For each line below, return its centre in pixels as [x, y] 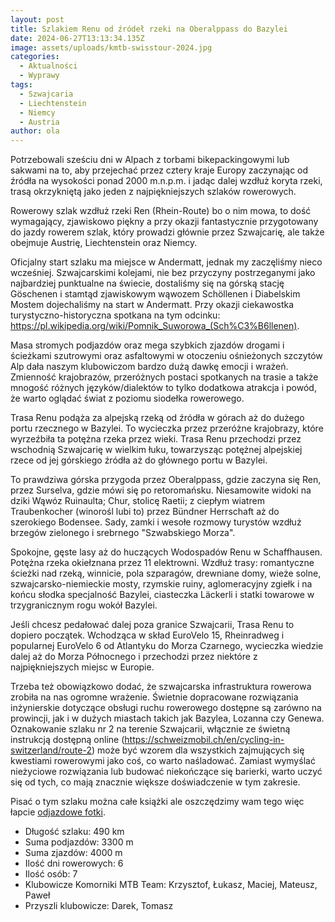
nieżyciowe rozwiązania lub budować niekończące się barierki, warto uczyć [166, 772]
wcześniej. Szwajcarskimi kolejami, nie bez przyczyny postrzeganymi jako [163, 273]
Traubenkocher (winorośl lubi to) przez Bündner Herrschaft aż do [145, 512]
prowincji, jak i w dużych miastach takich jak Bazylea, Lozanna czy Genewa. [167, 718]
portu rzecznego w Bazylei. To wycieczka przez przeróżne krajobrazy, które [167, 428]
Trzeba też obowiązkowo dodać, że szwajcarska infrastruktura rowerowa [161, 687]
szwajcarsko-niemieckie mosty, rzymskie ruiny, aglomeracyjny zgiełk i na [161, 584]
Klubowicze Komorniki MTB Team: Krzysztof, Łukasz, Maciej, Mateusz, [171, 885]
